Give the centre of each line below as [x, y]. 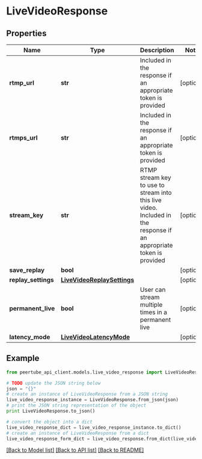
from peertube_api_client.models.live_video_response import [84, 372]
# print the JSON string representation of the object [76, 405]
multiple [151, 305]
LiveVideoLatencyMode [96, 337]
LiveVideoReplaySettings [97, 280]
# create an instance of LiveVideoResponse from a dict [78, 433]
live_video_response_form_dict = [48, 439]
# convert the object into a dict [50, 422]
